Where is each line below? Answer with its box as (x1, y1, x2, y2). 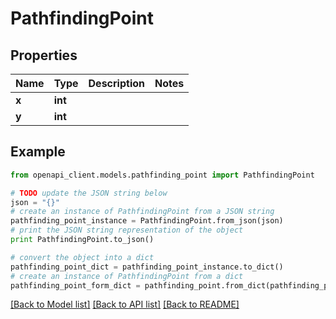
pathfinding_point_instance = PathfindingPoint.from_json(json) (10, 216, 284, 226)
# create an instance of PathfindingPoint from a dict (10, 271, 244, 281)
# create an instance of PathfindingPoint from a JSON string (10, 207, 275, 217)
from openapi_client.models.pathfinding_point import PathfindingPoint (10, 170, 315, 180)
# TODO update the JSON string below (10, 188, 168, 198)
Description (88, 77, 145, 90)
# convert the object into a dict (10, 252, 155, 262)
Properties (10, 47, 78, 64)
